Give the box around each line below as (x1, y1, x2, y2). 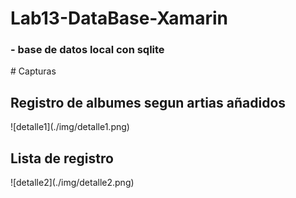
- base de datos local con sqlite (10, 43, 165, 57)
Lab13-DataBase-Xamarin (10, 7, 228, 30)
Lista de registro (10, 150, 114, 167)
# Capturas (10, 65, 57, 77)
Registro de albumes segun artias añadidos (10, 94, 287, 111)
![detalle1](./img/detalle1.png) (10, 121, 130, 133)
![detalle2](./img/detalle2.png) (10, 177, 135, 189)
